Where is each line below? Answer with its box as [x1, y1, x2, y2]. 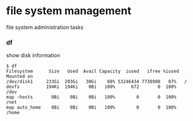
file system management [6, 4, 132, 18]
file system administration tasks [6, 24, 84, 31]
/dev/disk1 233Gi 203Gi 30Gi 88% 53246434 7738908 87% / [6, 79, 187, 85]
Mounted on [6, 74, 33, 80]
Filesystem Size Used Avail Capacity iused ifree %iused [6, 68, 179, 74]
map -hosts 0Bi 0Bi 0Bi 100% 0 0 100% [6, 94, 177, 100]
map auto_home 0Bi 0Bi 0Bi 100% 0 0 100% [6, 104, 177, 110]
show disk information [6, 52, 61, 59]
